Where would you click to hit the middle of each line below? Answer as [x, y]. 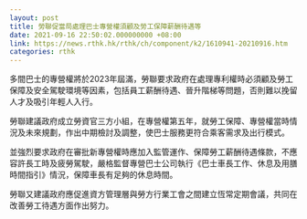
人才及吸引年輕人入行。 [53, 102]
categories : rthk [42, 52]
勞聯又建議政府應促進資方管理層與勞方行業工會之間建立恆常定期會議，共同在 [153, 194]
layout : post [34, 18]
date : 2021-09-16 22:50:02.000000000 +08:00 [95, 35]
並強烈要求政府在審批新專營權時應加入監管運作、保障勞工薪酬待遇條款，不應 [153, 152]
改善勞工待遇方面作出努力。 [62, 205]
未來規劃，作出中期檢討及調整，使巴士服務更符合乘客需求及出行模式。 [157, 132]
